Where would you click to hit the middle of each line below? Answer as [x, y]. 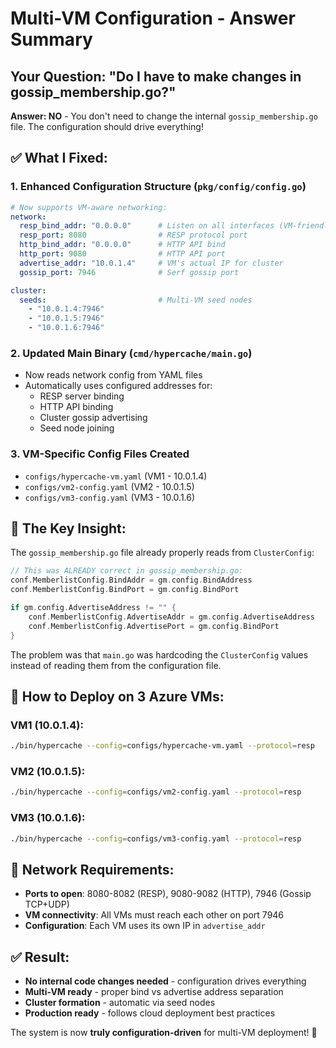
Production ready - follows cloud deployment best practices [150, 1013]
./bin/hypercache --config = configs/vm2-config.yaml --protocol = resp [156, 792]
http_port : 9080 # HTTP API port [122, 254]
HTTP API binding [76, 407]
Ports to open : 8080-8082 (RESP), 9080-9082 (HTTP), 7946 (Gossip [168, 894]
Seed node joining [77, 428]
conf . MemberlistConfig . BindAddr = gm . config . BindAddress [131, 580]
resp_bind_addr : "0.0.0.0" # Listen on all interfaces [147, 226]
